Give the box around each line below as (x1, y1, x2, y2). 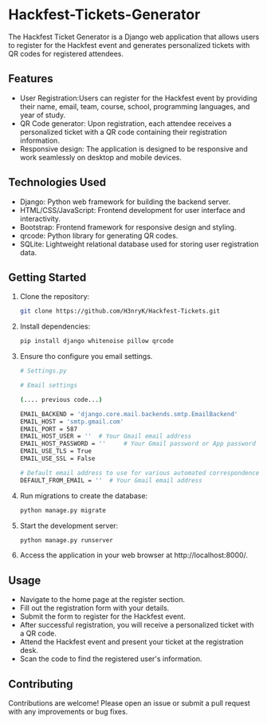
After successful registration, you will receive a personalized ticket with (19, 620, 254, 630)
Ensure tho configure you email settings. (19, 352, 153, 361)
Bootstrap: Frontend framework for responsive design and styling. (19, 222, 237, 232)
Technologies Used (8, 175, 106, 189)
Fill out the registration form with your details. (19, 604, 170, 613)
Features (8, 72, 53, 85)
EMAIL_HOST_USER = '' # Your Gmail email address (19, 432, 192, 440)
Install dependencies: (19, 321, 91, 332)
